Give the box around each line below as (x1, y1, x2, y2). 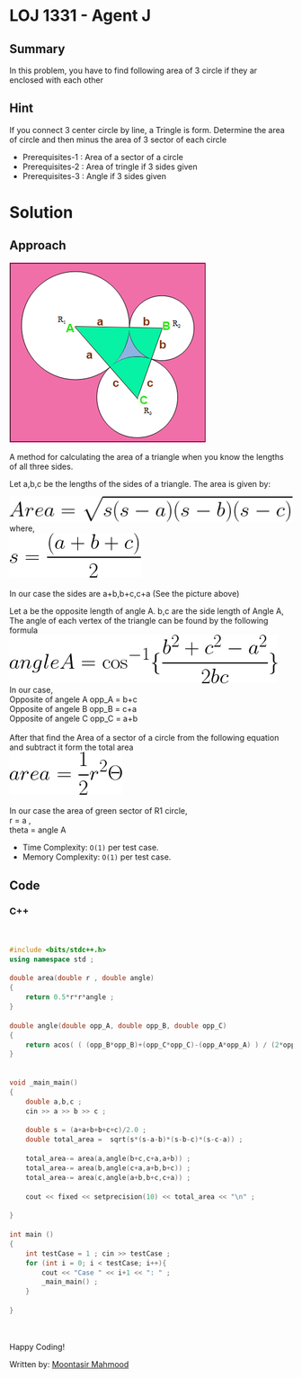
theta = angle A (9, 824, 67, 835)
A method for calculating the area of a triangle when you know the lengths (9, 451, 285, 462)
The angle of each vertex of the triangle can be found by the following (9, 616, 269, 626)
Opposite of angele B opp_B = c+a (9, 704, 138, 715)
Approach (9, 238, 67, 253)
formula (9, 625, 39, 635)
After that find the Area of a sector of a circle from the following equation (9, 733, 280, 743)
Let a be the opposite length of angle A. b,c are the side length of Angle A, (9, 606, 285, 617)
